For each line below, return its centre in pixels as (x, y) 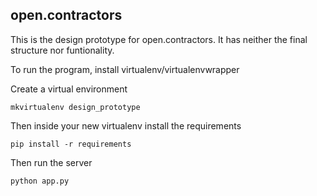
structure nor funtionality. (62, 50)
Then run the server (51, 162)
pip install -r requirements (71, 144)
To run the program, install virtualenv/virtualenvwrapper (125, 69)
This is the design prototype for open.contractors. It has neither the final (159, 39)
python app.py (40, 181)
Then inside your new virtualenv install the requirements (126, 125)
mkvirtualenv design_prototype (75, 107)
